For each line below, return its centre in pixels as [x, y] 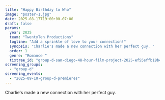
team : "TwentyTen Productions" [41, 37]
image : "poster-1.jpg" [28, 14]
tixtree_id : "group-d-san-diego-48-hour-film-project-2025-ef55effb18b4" [86, 60]
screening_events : [24, 74]
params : [13, 28]
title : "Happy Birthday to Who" [38, 10]
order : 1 [18, 51]
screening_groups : [24, 65]
